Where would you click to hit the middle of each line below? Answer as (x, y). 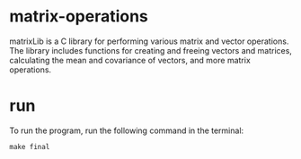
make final (30, 146)
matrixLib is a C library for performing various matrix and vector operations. (149, 41)
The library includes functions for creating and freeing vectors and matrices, (150, 50)
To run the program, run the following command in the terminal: (127, 130)
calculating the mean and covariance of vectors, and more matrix (130, 60)
